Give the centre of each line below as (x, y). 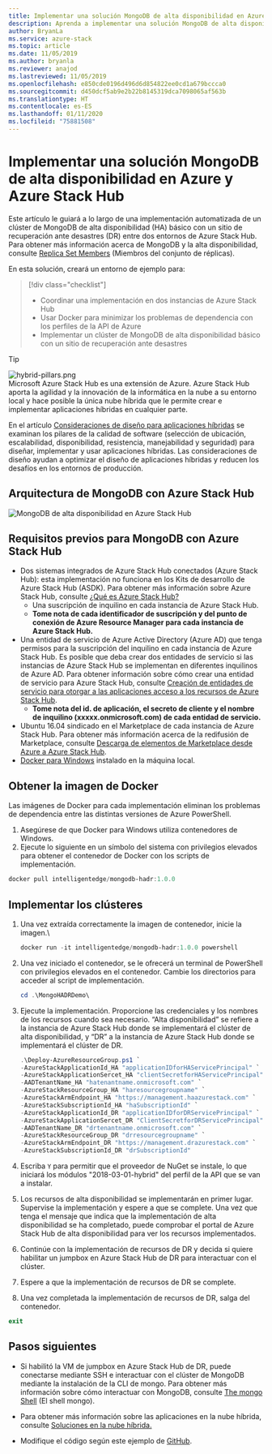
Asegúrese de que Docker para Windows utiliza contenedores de (129, 830)
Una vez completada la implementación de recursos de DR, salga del (135, 1298)
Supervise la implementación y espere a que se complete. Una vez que (138, 1208)
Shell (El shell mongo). (57, 1400)
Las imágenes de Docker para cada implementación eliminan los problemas (134, 806)
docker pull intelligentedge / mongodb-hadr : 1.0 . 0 (92, 880)
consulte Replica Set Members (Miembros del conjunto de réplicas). (121, 253)
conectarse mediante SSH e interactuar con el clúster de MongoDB (132, 1374)
